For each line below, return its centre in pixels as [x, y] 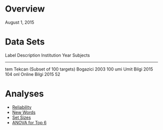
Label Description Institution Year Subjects [48, 55]
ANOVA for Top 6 [29, 122]
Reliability [22, 107]
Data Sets [25, 42]
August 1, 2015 [20, 22]
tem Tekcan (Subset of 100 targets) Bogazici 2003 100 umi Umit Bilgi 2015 [79, 69]
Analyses [24, 94]
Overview [25, 9]
